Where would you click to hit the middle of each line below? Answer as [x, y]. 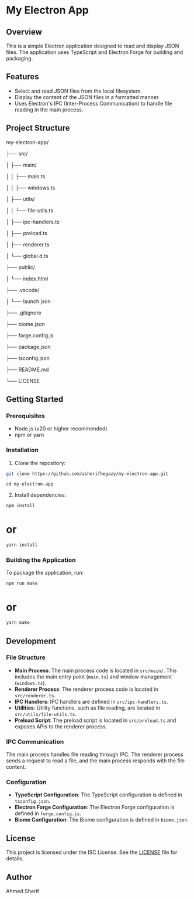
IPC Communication [35, 741]
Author [19, 877]
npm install [20, 506]
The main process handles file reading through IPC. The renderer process [95, 755]
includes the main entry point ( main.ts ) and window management [93, 676]
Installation [22, 450]
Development [31, 641]
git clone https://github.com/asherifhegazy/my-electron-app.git [87, 474]
